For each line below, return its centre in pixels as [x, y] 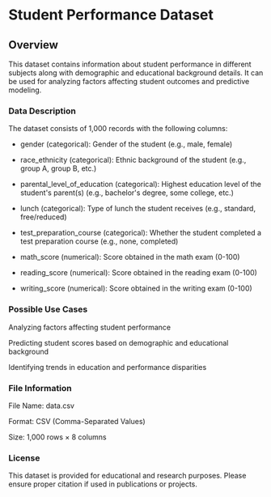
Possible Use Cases [48, 309]
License [24, 457]
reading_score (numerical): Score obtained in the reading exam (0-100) [138, 273]
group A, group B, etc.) [58, 168]
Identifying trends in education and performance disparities [108, 367]
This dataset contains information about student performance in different [130, 64]
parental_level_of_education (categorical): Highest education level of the [140, 185]
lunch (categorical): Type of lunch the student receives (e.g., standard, [138, 209]
